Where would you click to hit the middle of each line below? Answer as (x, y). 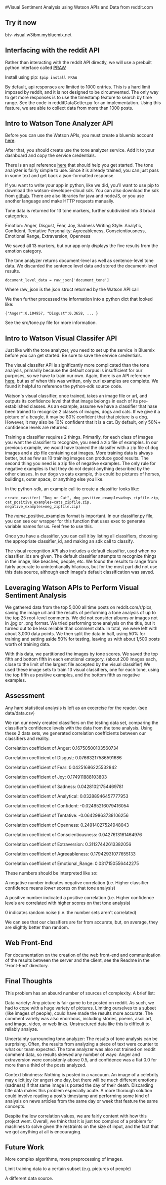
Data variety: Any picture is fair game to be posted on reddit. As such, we (80, 1002)
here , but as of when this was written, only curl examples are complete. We (82, 381)
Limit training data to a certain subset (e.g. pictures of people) (68, 1169)
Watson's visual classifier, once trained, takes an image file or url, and (76, 396)
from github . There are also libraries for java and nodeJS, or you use (75, 196)
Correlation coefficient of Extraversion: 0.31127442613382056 (68, 844)
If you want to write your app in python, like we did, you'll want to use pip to (82, 185)
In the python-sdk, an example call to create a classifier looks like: (72, 489)
